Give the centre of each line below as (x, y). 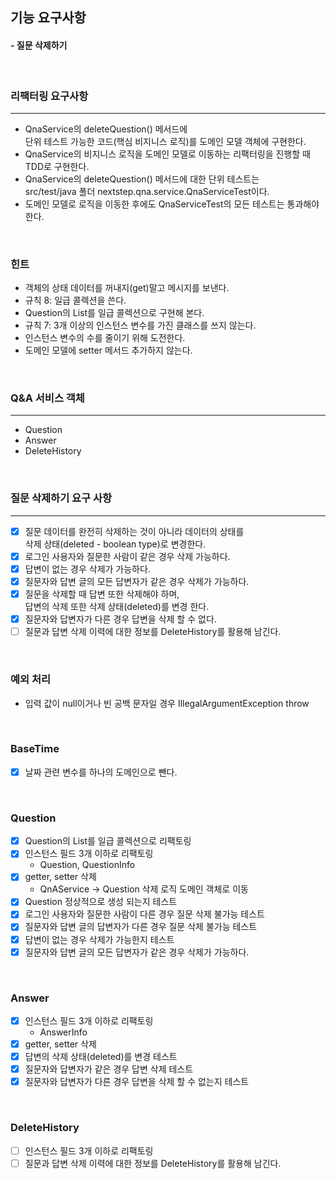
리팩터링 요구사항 (49, 96)
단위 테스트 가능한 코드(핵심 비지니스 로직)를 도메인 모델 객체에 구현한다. (165, 141)
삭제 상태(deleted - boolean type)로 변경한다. (115, 544)
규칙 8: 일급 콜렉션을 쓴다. (75, 300)
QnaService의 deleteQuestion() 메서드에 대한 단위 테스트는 (142, 179)
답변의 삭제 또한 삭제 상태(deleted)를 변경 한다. (117, 607)
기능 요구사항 (48, 18)
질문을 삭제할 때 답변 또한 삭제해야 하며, (102, 594)
